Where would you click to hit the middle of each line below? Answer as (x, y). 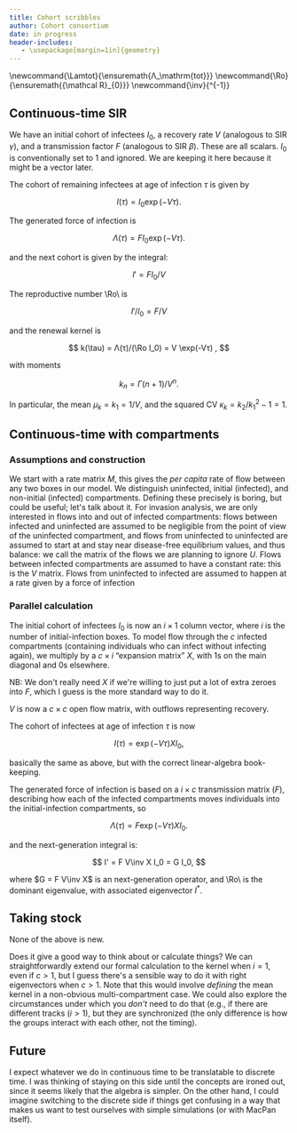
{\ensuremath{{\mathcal (53, 85)
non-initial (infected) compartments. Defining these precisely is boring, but (145, 498)
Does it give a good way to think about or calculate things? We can (131, 957)
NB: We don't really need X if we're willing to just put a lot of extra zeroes (143, 682)
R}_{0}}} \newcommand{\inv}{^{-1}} (164, 85)
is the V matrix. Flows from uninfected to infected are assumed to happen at (148, 573)
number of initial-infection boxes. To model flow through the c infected (138, 637)
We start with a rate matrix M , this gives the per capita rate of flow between (147, 479)
